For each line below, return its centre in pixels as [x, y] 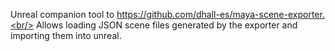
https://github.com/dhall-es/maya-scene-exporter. [220, 14]
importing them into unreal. [66, 35]
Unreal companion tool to [62, 14]
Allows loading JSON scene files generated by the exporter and [166, 25]
